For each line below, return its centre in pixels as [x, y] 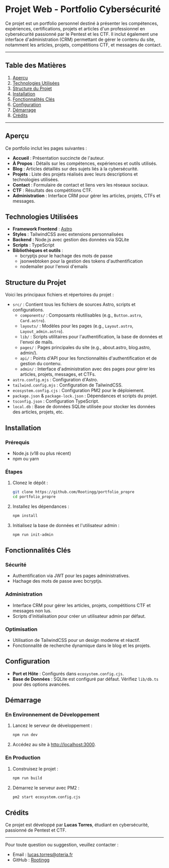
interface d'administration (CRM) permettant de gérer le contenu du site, [80, 39]
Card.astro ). [33, 321]
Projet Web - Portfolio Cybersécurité [83, 9]
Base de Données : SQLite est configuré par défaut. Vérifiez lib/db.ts [86, 679]
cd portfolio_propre [34, 497]
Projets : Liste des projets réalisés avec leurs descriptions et [75, 174]
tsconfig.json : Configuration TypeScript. [56, 401]
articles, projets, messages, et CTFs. [58, 374]
